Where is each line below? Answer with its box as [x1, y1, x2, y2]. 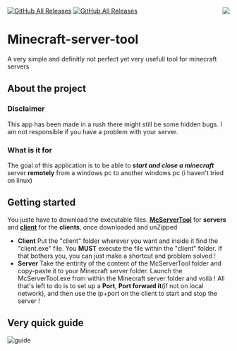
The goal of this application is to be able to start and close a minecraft [7, 161, 214, 169]
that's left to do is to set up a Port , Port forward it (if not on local [17, 281, 204, 290]
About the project [7, 83, 87, 95]
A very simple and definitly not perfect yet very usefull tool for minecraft [7, 54, 217, 63]
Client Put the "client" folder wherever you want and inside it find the [17, 237, 219, 245]
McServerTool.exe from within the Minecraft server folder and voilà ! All [17, 274, 225, 282]
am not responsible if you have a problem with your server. [7, 127, 178, 136]
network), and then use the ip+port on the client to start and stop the [17, 289, 218, 297]
